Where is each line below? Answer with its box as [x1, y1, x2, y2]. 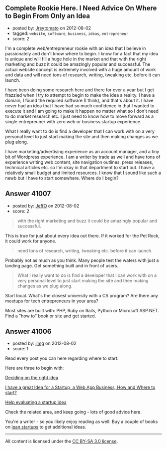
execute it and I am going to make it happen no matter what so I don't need [5, 108, 159, 114]
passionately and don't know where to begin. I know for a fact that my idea [5, 50, 158, 56]
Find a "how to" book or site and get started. [5, 313, 96, 319]
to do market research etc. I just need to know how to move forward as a [5, 113, 154, 119]
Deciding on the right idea [5, 375, 59, 381]
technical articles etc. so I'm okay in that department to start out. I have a [5, 164, 155, 170]
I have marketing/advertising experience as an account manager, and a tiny [5, 148, 160, 154]
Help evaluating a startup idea [5, 399, 67, 406]
